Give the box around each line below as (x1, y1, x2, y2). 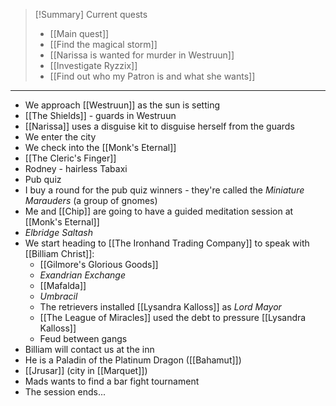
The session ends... (24, 386, 107, 398)
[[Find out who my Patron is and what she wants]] (49, 70, 256, 82)
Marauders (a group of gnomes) (24, 195, 158, 206)
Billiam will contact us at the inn (24, 344, 155, 355)
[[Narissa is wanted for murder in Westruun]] (49, 49, 235, 61)
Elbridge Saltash (24, 227, 94, 238)
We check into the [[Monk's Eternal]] (24, 142, 177, 153)
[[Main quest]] (49, 28, 110, 39)
